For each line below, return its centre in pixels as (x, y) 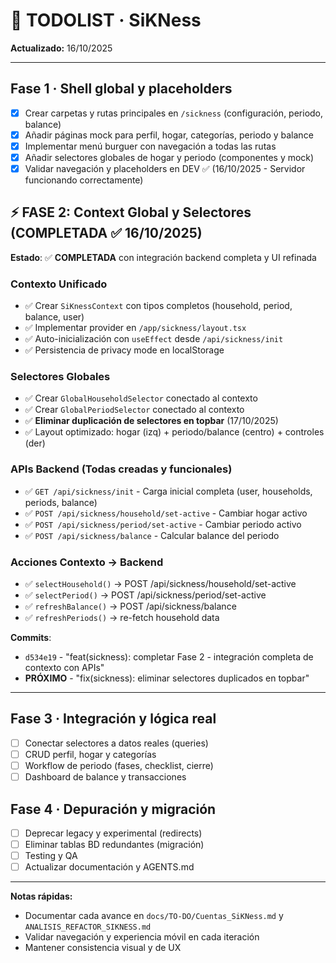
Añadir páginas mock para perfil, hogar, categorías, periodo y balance (169, 135)
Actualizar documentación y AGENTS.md (109, 867)
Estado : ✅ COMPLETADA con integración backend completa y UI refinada (163, 257)
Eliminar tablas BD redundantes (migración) (114, 844)
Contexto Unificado (59, 284)
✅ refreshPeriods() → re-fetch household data (122, 618)
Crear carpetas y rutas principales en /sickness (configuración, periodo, (174, 113)
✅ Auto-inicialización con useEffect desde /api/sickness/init (154, 339)
